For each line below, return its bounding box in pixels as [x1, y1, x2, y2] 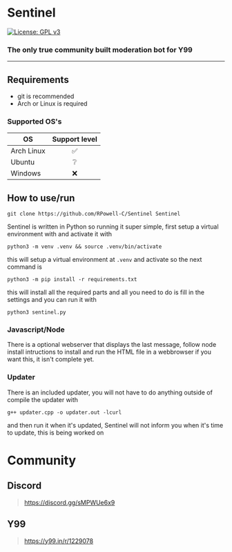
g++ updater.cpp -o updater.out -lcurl [7, 409, 122, 416]
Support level [52, 135, 98, 144]
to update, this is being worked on [7, 428, 104, 437]
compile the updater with [7, 395, 78, 403]
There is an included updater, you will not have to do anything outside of [7, 388, 213, 397]
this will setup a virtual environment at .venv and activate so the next [7, 256, 202, 264]
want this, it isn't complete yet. [7, 355, 95, 363]
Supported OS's [7, 116, 62, 126]
